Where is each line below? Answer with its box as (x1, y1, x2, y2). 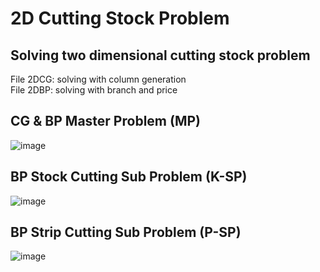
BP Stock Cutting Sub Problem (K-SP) (10, 168, 248, 186)
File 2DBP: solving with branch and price (10, 84, 178, 96)
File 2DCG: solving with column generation (10, 73, 187, 85)
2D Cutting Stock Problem (10, 7, 230, 30)
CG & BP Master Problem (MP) (10, 113, 201, 130)
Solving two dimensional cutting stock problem (10, 47, 311, 64)
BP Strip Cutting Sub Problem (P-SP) (10, 224, 242, 241)
